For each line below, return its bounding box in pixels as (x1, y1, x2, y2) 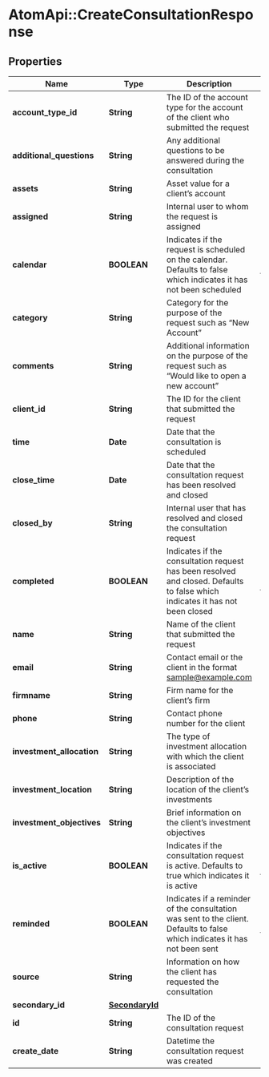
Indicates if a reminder (167, 893, 251, 904)
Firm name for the (167, 685, 234, 696)
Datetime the (167, 1035, 215, 1047)
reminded (12, 918, 50, 929)
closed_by (12, 518, 54, 528)
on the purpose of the (167, 350, 248, 361)
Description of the (167, 774, 235, 785)
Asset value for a (167, 178, 231, 189)
